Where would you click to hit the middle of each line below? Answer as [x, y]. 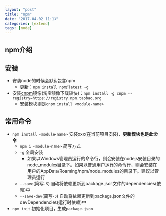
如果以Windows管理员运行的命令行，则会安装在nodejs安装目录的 [93, 159]
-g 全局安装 [31, 152]
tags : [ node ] [19, 28]
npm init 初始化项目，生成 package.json [53, 209]
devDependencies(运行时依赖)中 [53, 202]
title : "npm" [19, 14]
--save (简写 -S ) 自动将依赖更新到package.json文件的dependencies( [88, 184]
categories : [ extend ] [28, 24]
